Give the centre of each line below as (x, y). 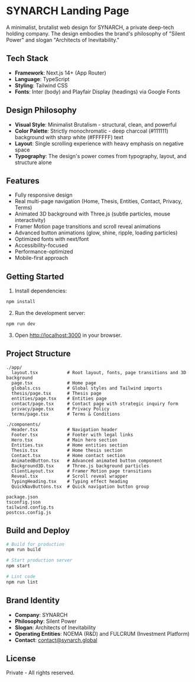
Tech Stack (27, 58)
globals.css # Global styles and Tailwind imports (87, 388)
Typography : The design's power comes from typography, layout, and (100, 156)
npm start (18, 566)
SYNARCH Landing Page (68, 11)
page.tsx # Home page (54, 383)
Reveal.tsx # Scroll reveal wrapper (70, 476)
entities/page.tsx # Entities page (59, 398)
